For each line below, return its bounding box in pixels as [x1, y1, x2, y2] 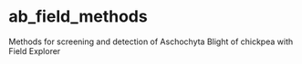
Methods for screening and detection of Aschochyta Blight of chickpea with [8, 36, 294, 47]
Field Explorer [8, 45, 61, 56]
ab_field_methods [8, 6, 148, 27]
